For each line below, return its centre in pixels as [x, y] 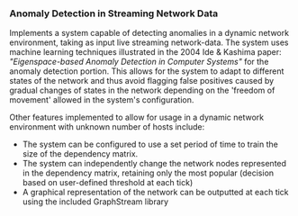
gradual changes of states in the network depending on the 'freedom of [142, 90]
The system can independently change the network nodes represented [154, 164]
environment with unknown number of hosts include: [107, 127]
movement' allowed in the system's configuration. [102, 100]
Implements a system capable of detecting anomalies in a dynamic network [149, 33]
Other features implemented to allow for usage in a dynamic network [137, 117]
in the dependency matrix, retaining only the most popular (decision [148, 173]
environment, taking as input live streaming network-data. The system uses [149, 42]
